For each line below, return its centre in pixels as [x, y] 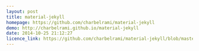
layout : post [22, 11]
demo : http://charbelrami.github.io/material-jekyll [73, 28]
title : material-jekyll [36, 17]
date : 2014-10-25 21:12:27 [39, 33]
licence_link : [24, 39]
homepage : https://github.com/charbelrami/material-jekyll [81, 22]
